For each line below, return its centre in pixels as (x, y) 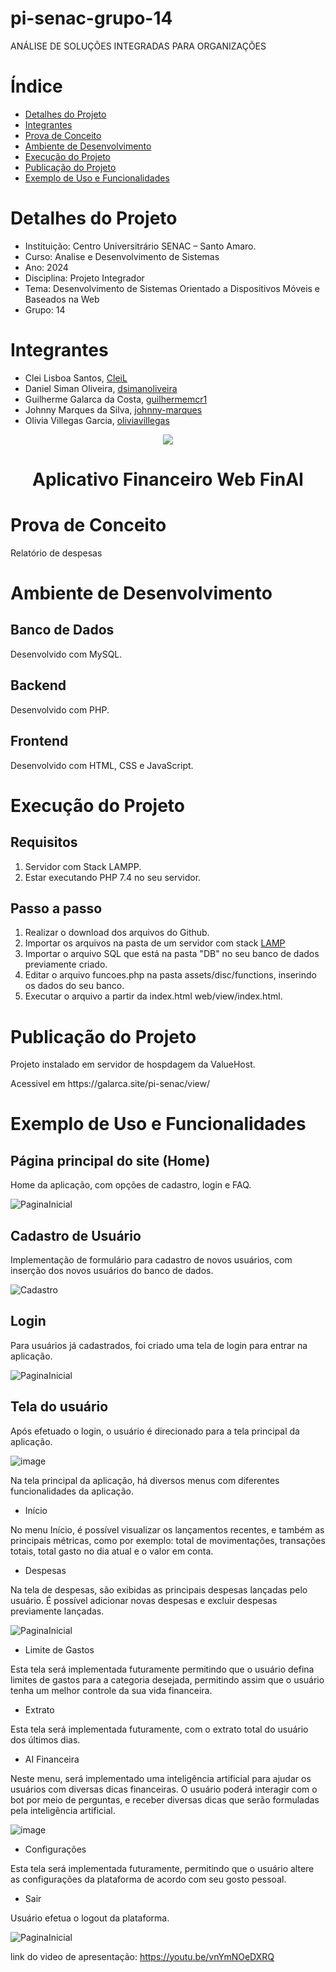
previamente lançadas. (57, 1611)
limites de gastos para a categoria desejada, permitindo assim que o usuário (167, 1679)
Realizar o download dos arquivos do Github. (117, 933)
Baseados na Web (62, 299)
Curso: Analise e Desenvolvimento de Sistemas (122, 256)
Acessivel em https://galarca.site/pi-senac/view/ (110, 1084)
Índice (36, 86)
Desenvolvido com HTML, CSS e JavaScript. (102, 765)
